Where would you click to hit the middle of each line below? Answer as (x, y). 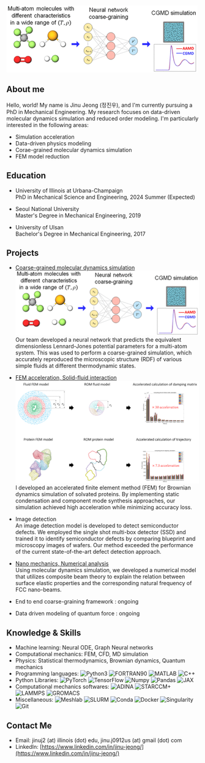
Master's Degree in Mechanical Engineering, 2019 (78, 215)
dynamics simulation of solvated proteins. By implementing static (97, 494)
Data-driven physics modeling (53, 143)
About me (25, 89)
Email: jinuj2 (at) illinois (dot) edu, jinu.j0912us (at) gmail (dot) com (99, 740)
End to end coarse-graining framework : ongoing (77, 602)
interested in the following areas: (47, 125)
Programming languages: (47, 673)
